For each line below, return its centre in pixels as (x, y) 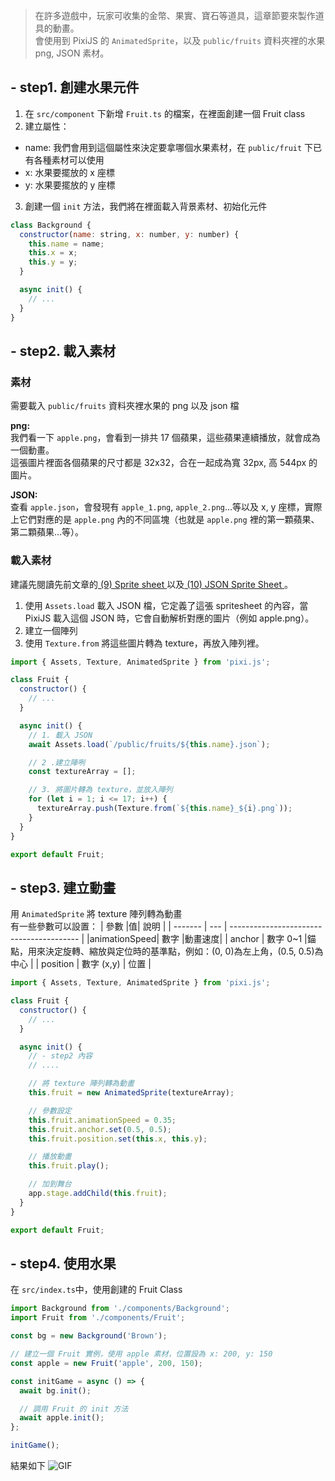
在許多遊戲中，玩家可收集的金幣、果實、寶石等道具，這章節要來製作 (175, 15)
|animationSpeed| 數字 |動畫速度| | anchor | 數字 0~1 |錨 (201, 939)
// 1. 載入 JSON (60, 735)
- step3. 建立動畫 (63, 887)
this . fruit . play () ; (69, 1166)
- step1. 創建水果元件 (75, 87)
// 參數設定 (50, 1110)
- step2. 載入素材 (63, 350)
